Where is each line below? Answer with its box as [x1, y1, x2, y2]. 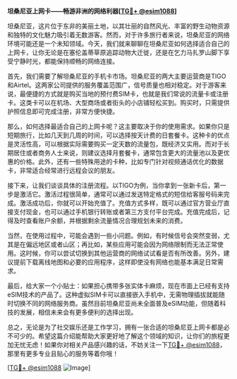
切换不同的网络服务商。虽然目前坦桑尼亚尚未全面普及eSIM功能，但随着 [13, 299, 220, 307]
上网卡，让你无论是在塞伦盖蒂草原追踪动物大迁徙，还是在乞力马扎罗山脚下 [7, 49, 224, 56]
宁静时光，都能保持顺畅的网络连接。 [13, 57, 119, 66]
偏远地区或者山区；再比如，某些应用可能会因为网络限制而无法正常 [25, 240, 217, 249]
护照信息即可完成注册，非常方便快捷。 [7, 107, 119, 116]
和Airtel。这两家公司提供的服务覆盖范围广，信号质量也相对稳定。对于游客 [7, 81, 221, 89]
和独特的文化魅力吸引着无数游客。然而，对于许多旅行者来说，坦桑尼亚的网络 [7, 31, 230, 39]
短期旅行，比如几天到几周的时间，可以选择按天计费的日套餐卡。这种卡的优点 [7, 131, 230, 139]
